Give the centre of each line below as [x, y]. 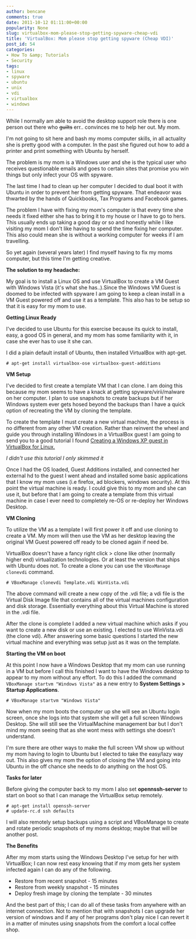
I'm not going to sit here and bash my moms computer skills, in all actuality [96, 138]
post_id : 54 [20, 45]
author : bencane [26, 11]
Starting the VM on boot [36, 653]
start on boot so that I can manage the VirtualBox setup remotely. [85, 795]
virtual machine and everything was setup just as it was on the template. [93, 642]
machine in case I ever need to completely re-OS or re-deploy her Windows [97, 500]
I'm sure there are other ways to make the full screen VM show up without [95, 747]
